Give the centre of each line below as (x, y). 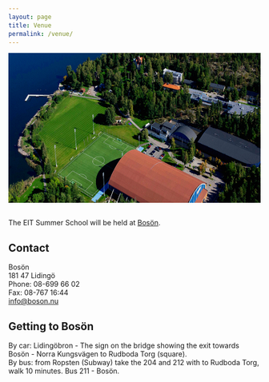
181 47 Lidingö (32, 276)
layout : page (30, 17)
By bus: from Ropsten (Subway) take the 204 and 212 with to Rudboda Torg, (134, 362)
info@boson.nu (33, 301)
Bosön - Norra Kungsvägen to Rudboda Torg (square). (98, 354)
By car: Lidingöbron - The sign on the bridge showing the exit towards (124, 345)
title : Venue (30, 25)
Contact (29, 248)
